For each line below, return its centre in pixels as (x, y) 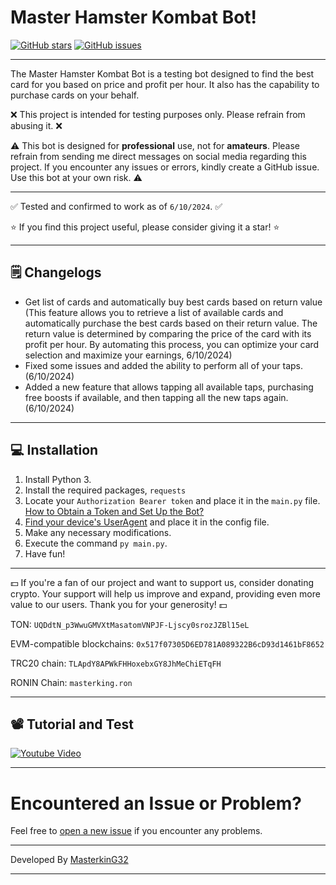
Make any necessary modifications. (98, 532)
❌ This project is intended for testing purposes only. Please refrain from (158, 114)
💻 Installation (54, 450)
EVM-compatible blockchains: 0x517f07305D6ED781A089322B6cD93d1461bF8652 (167, 643)
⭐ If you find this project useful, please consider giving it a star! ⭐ (145, 227)
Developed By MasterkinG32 (69, 860)
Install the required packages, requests (105, 490)
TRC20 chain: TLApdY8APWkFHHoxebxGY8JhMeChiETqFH (116, 663)
